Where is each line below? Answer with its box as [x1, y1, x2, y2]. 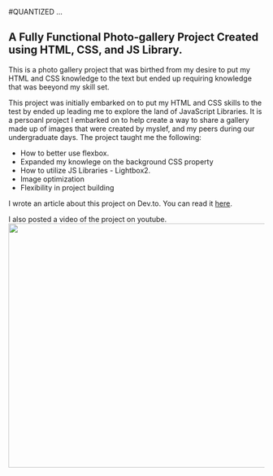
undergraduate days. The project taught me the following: [8, 132, 201, 142]
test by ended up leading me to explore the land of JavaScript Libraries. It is [8, 106, 262, 116]
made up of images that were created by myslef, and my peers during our [8, 124, 255, 133]
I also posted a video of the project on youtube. [8, 214, 167, 224]
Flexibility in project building [19, 182, 115, 192]
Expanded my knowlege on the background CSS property [19, 156, 214, 166]
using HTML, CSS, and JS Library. [8, 43, 183, 57]
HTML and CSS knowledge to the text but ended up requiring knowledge [8, 73, 252, 83]
